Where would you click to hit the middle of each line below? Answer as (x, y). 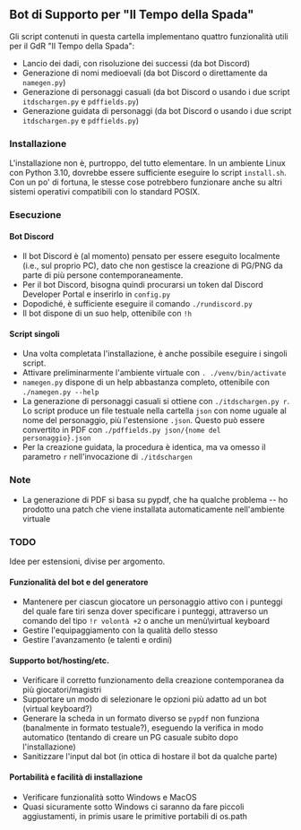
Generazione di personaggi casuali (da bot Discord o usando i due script (156, 91)
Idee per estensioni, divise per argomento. (87, 562)
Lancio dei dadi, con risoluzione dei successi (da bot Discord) (136, 63)
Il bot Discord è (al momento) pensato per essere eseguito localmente (151, 256)
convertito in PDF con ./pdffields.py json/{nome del (121, 430)
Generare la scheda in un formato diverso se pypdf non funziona (141, 718)
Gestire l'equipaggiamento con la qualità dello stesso (120, 630)
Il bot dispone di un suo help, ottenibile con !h (107, 314)
